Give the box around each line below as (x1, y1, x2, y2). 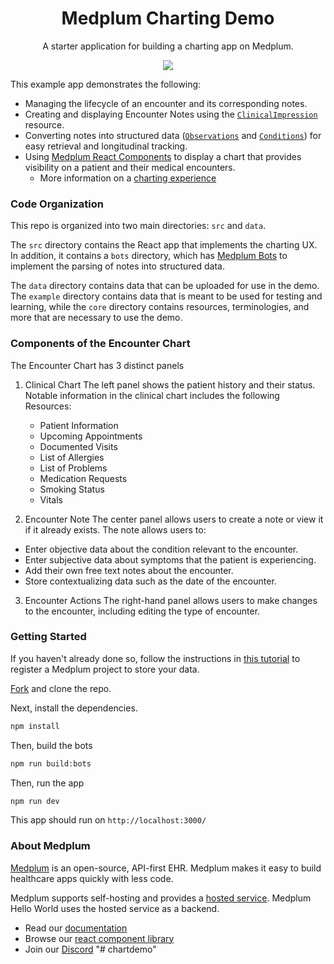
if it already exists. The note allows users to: (24, 523, 207, 536)
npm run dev (10, 796, 60, 806)
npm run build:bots (10, 758, 92, 769)
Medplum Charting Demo (61, 7, 275, 30)
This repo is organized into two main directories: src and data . (10, 220, 267, 232)
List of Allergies (39, 451, 105, 463)
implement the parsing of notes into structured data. (10, 260, 225, 272)
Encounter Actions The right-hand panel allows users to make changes (24, 594, 318, 606)
